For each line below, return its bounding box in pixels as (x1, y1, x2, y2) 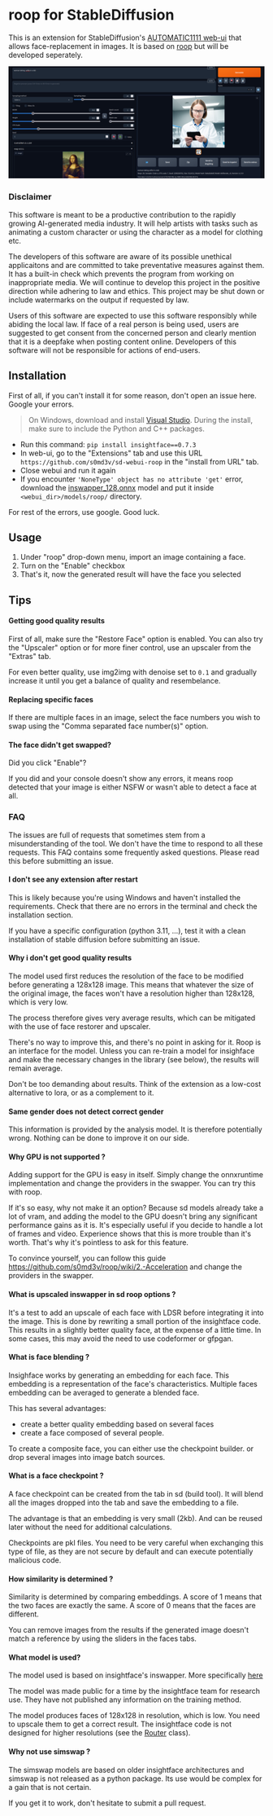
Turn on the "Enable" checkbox (19, 561, 126, 571)
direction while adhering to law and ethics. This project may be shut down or (8, 286, 265, 296)
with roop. (8, 1187, 43, 1197)
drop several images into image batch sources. (8, 1452, 166, 1462)
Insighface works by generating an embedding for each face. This (8, 1370, 230, 1380)
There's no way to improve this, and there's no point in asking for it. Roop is (8, 1037, 262, 1048)
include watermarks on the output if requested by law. (8, 295, 189, 305)
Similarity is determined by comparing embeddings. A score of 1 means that (8, 1592, 262, 1602)
